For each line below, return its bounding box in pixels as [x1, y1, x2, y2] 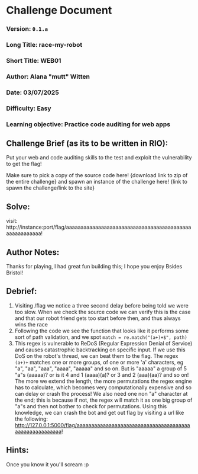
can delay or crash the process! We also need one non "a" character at [14, 390, 188, 397]
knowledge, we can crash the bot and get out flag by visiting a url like [14, 409, 184, 416]
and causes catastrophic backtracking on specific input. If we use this [14, 346, 186, 353]
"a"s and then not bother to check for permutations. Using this [14, 402, 167, 409]
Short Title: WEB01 [6, 56, 61, 65]
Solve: [6, 201, 31, 212]
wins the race [14, 321, 48, 328]
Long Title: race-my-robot [6, 41, 83, 49]
